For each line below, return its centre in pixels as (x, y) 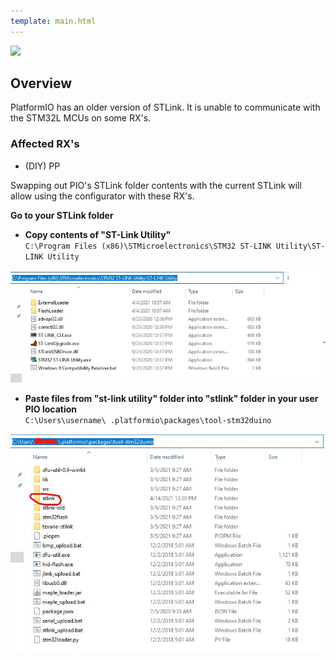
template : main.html (53, 21)
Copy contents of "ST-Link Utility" (98, 234)
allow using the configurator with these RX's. (102, 196)
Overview (41, 83)
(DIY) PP (42, 166)
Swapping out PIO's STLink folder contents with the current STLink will (156, 185)
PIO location (51, 409)
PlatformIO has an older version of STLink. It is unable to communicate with (165, 107)
